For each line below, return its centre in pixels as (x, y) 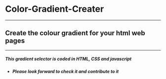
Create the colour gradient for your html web (75, 33)
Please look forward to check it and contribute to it (65, 71)
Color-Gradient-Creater (55, 9)
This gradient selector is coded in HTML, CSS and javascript (68, 59)
